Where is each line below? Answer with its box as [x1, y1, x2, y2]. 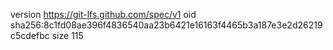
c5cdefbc [10, 30, 50, 41]
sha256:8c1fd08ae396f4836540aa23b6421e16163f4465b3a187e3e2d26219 [10, 19, 323, 31]
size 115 [51, 30, 84, 41]
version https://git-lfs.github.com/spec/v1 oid [10, 9, 197, 20]
